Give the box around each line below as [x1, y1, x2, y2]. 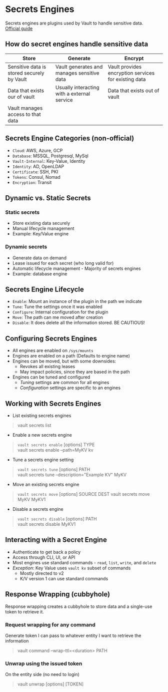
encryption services [107, 69, 155, 76]
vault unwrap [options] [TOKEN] [17, 681, 84, 687]
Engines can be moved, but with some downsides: [12, 358, 116, 364]
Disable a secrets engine [12, 506, 63, 512]
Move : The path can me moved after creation [12, 314, 103, 320]
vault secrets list [17, 422, 51, 428]
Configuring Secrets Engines [5, 334, 97, 342]
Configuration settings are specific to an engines [19, 385, 121, 391]
